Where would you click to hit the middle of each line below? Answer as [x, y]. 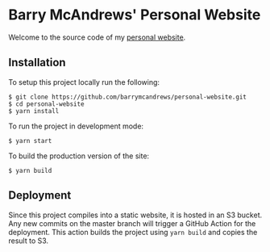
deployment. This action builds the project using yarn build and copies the [133, 232]
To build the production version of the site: [79, 156]
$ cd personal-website [46, 104]
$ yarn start [30, 141]
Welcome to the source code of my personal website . [97, 37]
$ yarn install [34, 111]
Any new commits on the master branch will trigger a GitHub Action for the [132, 223]
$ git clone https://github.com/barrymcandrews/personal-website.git [128, 97]
